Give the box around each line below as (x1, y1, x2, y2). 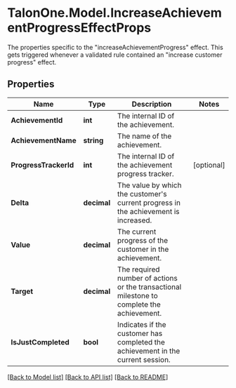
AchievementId (11, 115, 63, 125)
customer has (117, 328, 163, 338)
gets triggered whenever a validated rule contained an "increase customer (7, 51, 223, 59)
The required (117, 265, 160, 274)
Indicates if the (117, 319, 166, 329)
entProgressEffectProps (7, 20, 152, 36)
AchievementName (11, 135, 77, 145)
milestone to (117, 290, 158, 300)
